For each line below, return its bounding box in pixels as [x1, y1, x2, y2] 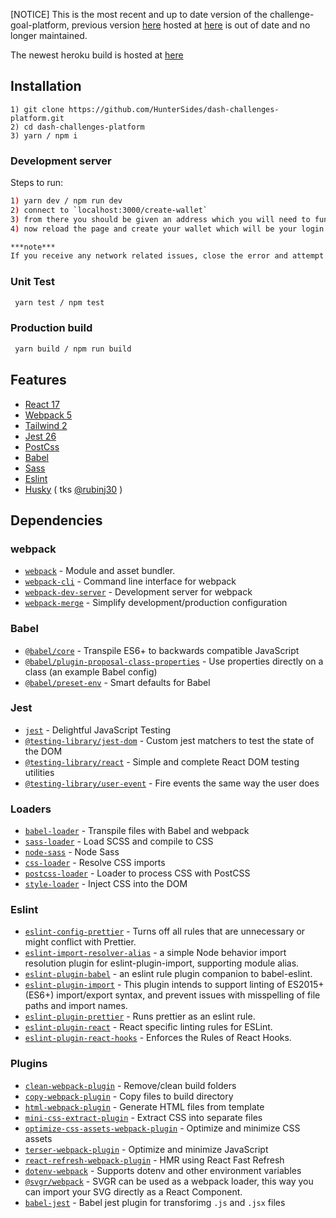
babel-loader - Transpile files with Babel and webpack [24, 825, 250, 837]
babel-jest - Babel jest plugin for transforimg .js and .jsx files [24, 1196, 286, 1208]
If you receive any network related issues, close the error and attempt [10, 251, 325, 261]
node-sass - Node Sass [24, 846, 120, 858]
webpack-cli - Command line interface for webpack [24, 575, 237, 588]
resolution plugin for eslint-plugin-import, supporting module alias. [24, 957, 300, 969]
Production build [10, 321, 93, 335]
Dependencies [10, 512, 103, 529]
